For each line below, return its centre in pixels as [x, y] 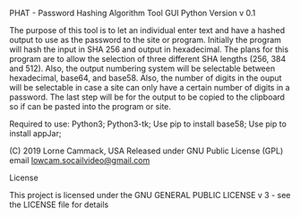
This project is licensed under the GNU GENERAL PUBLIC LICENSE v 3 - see [150, 195]
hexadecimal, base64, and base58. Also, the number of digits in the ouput [146, 78]
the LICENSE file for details [59, 204]
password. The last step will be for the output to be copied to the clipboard [147, 97]
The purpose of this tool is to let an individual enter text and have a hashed [147, 30]
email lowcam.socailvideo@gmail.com [80, 160]
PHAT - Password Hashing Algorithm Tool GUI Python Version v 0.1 [133, 13]
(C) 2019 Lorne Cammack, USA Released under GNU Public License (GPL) [146, 151]
